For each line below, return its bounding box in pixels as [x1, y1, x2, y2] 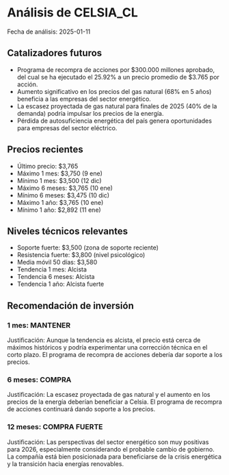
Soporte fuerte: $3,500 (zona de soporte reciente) [16, 243, 159, 252]
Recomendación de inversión [7, 300, 135, 311]
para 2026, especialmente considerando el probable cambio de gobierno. [7, 445, 215, 453]
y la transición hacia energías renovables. [7, 459, 124, 467]
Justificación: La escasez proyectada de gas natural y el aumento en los [7, 391, 211, 399]
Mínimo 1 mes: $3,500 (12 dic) [16, 176, 102, 184]
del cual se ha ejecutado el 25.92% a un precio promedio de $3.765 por [16, 73, 220, 81]
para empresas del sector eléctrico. [16, 123, 118, 132]
